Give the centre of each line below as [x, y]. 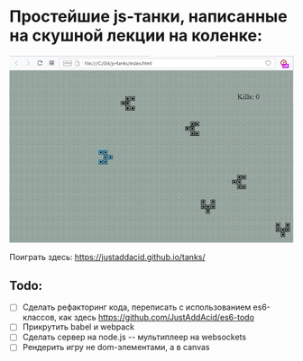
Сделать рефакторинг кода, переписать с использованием [137, 307]
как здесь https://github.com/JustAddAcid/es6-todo [156, 318]
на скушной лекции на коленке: [136, 36]
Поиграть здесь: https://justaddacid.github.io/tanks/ [107, 257]
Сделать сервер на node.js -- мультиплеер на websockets [134, 337]
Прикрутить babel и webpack [78, 327]
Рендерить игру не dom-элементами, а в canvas [116, 347]
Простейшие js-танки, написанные [148, 17]
